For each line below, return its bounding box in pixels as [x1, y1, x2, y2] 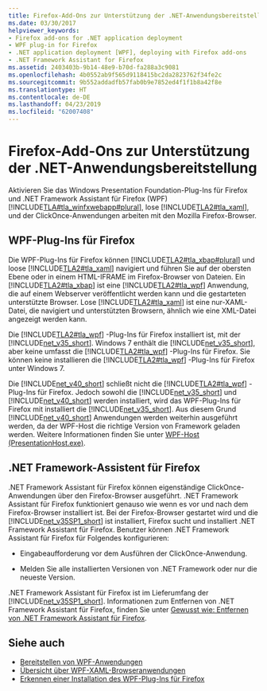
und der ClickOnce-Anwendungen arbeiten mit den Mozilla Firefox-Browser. [8, 210, 257, 220]
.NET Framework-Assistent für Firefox [8, 461, 201, 474]
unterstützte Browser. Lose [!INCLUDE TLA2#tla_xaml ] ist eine [8, 297, 211, 306]
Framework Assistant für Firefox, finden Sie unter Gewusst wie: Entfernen [8, 604, 249, 614]
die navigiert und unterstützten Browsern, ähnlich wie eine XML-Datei [29, 306, 257, 315]
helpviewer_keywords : [8, 26, 80, 34]
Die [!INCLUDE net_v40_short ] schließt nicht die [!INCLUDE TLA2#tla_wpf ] [8, 379, 248, 388]
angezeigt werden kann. [8, 314, 87, 323]
